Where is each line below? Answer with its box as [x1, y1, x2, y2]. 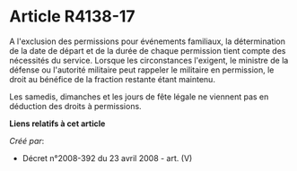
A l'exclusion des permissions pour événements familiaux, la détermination [9, 36, 285, 47]
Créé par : [9, 135, 45, 146]
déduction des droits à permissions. [9, 100, 142, 111]
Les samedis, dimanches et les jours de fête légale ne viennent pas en [9, 91, 269, 102]
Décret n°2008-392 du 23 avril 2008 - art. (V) [22, 152, 193, 163]
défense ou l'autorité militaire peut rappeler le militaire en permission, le [9, 64, 275, 75]
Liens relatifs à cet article [9, 118, 106, 129]
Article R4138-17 [9, 6, 136, 27]
